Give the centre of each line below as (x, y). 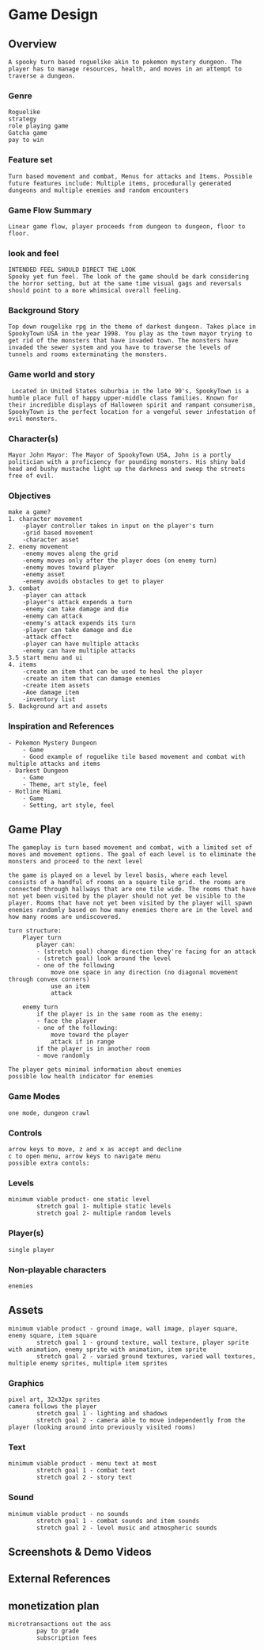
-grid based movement (58, 533)
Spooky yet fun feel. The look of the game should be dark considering (128, 277)
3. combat (25, 588)
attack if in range (82, 1042)
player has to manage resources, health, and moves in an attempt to (125, 69)
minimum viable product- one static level (79, 1200)
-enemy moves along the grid (70, 554)
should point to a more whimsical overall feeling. (95, 291)
